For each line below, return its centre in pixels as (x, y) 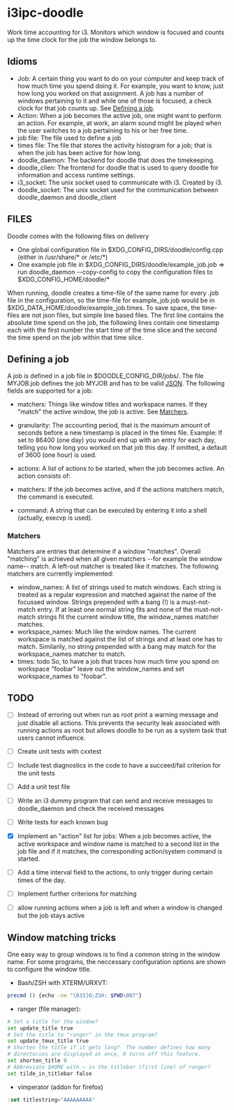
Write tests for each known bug (63, 821)
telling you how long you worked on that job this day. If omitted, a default (122, 448)
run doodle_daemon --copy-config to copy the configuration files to (115, 272)
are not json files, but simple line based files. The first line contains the (122, 315)
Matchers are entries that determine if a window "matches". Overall (104, 551)
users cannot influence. (51, 738)
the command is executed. (56, 497)
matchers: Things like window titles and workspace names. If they (112, 404)
